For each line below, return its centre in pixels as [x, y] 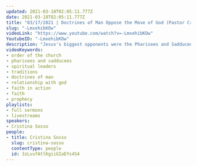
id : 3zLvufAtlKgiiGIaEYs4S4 [46, 154]
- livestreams [23, 115]
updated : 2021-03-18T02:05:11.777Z [50, 11]
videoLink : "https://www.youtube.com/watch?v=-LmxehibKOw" [80, 34]
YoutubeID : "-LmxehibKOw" [38, 39]
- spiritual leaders [31, 66]
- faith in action [28, 88]
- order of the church [34, 55]
